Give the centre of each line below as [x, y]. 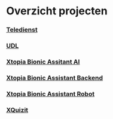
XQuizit [17, 110]
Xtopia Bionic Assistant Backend [55, 78]
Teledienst [22, 30]
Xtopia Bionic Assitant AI [43, 62]
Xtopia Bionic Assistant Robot [50, 94]
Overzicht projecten [57, 11]
